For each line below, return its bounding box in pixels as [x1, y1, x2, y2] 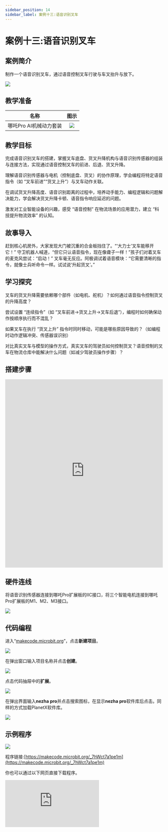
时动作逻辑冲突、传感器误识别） [5, 332, 71, 338]
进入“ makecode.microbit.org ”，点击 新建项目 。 [5, 638, 101, 644]
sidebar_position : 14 [5, 7, 50, 13]
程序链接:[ [5, 754, 26, 760]
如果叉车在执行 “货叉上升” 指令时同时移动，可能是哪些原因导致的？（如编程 [5, 326, 161, 332]
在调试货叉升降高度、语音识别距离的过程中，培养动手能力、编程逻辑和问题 [5, 189, 158, 195]
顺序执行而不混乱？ [13, 315, 53, 321]
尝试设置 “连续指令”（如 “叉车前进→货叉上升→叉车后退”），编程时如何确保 [5, 309, 157, 315]
